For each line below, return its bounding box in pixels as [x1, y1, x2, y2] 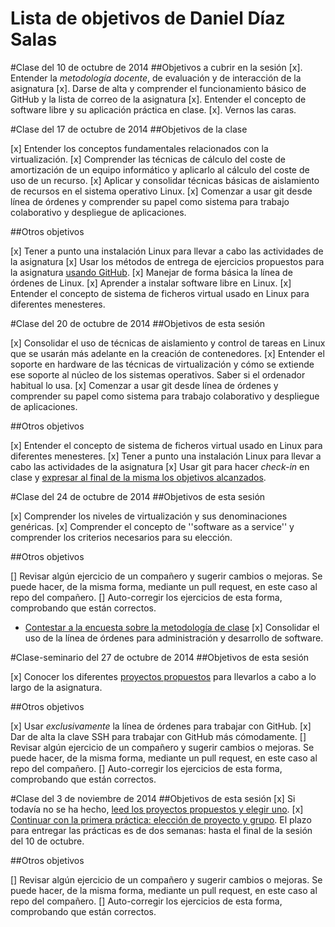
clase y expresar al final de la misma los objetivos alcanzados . [10, 471, 267, 483]
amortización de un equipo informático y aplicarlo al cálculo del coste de [10, 163, 310, 176]
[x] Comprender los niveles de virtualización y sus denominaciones [10, 510, 288, 522]
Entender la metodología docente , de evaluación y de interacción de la [10, 72, 302, 84]
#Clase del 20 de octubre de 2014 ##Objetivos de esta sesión [10, 317, 266, 329]
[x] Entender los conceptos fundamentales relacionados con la [10, 142, 269, 154]
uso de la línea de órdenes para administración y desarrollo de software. [24, 632, 324, 644]
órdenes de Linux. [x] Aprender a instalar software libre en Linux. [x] [10, 277, 292, 289]
